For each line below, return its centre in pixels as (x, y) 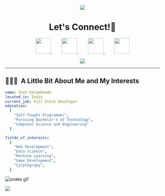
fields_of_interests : (27, 138)
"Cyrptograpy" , (29, 165)
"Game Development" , (35, 161)
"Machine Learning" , (35, 156)
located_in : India (24, 97)
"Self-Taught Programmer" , (41, 115)
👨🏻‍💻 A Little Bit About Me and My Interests (72, 81)
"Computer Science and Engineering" (52, 124)
